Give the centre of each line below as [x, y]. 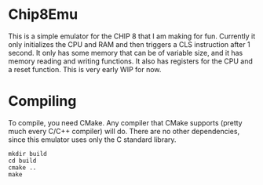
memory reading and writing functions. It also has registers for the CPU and [130, 61]
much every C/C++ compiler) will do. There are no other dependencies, [124, 131]
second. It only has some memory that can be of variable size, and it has [126, 53]
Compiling [42, 102]
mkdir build [27, 154]
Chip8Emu [43, 15]
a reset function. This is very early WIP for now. [85, 69]
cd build [22, 161]
